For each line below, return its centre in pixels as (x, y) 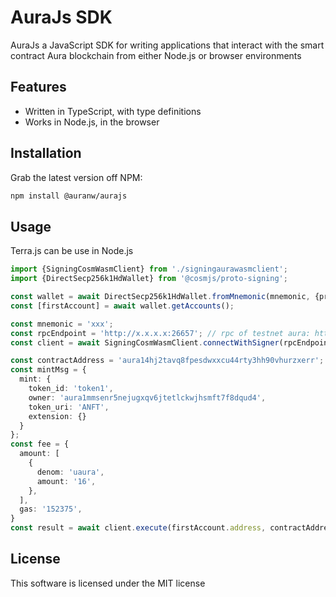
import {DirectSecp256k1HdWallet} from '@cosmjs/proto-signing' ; (149, 279)
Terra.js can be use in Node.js (72, 251)
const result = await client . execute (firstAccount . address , (138, 528)
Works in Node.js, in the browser (92, 122)
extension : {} (57, 416)
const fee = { (40, 444)
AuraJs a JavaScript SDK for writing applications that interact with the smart (167, 45)
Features (38, 87)
